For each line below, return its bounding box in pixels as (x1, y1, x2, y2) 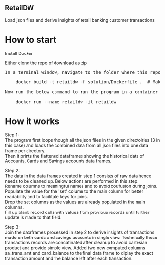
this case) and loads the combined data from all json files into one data (5, 142, 149, 148)
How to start (5, 34, 56, 45)
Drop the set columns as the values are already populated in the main (5, 199, 146, 205)
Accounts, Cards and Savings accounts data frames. (5, 158, 111, 164)
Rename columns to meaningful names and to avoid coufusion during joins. (5, 183, 158, 189)
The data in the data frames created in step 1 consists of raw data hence (5, 173, 152, 179)
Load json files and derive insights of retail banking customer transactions (5, 17, 155, 23)
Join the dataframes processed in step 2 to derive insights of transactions (5, 229, 155, 235)
